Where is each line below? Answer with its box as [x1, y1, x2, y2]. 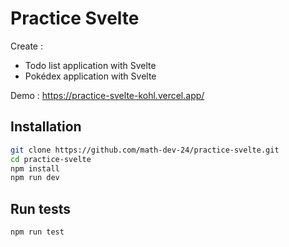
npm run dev [10, 173, 60, 183]
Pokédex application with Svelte [24, 70, 157, 82]
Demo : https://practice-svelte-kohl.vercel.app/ [10, 89, 205, 101]
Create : [10, 40, 44, 52]
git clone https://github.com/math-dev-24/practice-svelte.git [10, 145, 280, 155]
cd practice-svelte [10, 154, 92, 164]
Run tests [10, 200, 71, 217]
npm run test [10, 227, 65, 237]
